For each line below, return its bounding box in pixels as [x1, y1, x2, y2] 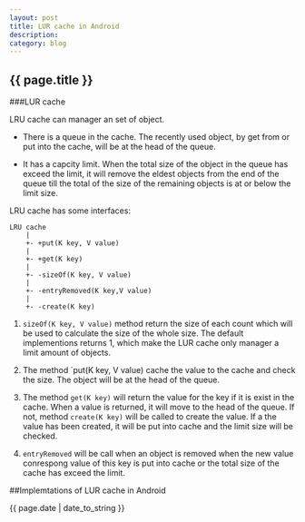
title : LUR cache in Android [9, 22, 120, 31]
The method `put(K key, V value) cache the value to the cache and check [22, 365, 296, 376]
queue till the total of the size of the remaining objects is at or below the [22, 178, 291, 189]
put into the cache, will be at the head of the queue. [22, 142, 216, 153]
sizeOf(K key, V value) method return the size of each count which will [22, 319, 293, 330]
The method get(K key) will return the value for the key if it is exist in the [22, 392, 295, 403]
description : [9, 30, 59, 39]
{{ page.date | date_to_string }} [9, 503, 125, 514]
